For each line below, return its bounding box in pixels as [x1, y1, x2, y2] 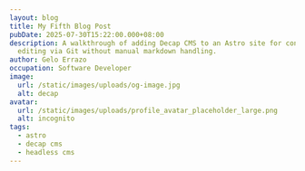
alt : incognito [17, 114, 75, 123]
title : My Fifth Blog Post [9, 22, 112, 31]
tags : [9, 123, 30, 132]
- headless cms [17, 147, 75, 157]
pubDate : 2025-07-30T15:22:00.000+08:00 [9, 30, 165, 39]
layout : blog [9, 13, 59, 23]
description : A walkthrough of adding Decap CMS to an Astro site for [9, 38, 282, 48]
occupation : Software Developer [9, 64, 132, 73]
